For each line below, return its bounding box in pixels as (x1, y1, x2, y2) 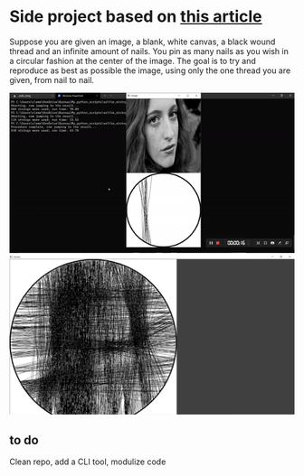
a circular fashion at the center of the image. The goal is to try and (9, 55, 256, 66)
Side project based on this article (9, 6, 262, 27)
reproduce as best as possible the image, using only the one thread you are (9, 65, 291, 76)
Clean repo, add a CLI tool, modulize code (9, 456, 166, 467)
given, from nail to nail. (9, 74, 95, 85)
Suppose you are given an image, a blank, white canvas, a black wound (9, 36, 276, 47)
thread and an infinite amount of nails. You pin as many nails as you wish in (9, 45, 290, 56)
